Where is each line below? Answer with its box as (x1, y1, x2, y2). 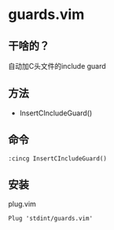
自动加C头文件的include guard (8, 62, 106, 70)
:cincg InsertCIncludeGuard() (8, 154, 108, 163)
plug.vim (8, 199, 37, 209)
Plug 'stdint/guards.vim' (8, 215, 93, 223)
